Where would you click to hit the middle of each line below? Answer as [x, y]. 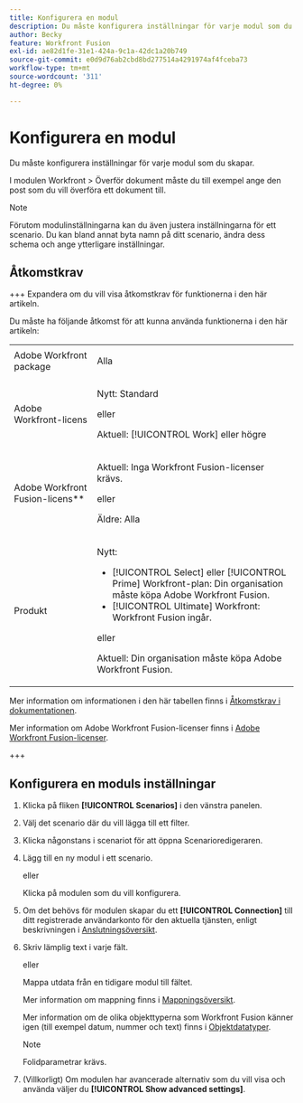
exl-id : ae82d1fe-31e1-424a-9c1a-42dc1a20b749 [98, 52]
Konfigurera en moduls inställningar [113, 783]
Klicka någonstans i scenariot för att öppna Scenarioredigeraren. [142, 841]
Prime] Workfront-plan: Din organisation [198, 584]
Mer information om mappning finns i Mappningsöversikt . [129, 1000]
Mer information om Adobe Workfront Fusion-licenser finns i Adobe [135, 728]
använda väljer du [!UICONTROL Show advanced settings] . [134, 1089]
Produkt [31, 611]
